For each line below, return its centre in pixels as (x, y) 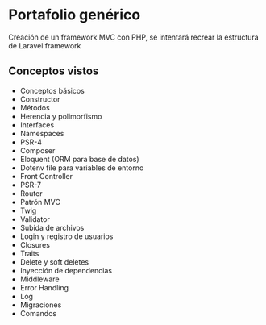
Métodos (35, 107)
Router (31, 193)
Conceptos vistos (54, 71)
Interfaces (37, 125)
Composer (37, 150)
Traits (29, 253)
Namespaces (42, 133)
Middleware (39, 279)
